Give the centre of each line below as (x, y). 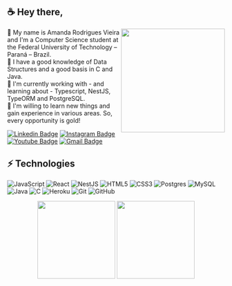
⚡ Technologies (41, 164)
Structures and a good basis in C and (60, 69)
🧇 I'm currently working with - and (56, 84)
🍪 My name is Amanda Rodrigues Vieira (63, 32)
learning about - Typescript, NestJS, (59, 91)
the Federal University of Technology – (62, 47)
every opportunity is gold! (44, 120)
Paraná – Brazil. (29, 54)
